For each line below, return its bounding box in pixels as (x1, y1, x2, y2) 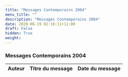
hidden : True (5, 31, 33, 36)
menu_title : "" (5, 12, 37, 17)
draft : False (5, 26, 33, 31)
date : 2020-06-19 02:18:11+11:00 (5, 21, 76, 27)
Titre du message (29, 65, 73, 72)
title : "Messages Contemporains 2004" (5, 7, 87, 13)
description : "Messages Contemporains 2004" (5, 17, 100, 22)
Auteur (8, 65, 25, 72)
